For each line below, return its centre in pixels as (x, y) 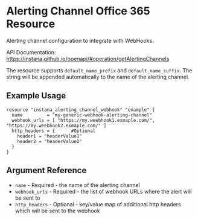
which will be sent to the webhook (58, 211)
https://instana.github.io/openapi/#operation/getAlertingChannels (88, 59)
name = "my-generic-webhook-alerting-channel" (82, 115)
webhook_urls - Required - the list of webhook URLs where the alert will (103, 191)
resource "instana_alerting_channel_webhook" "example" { (81, 110)
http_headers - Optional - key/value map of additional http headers (98, 204)
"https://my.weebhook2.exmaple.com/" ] (56, 125)
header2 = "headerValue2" (50, 141)
